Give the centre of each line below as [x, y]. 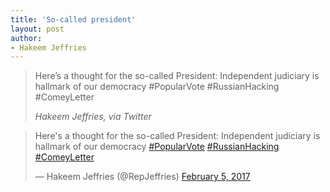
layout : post [37, 29]
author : [26, 38]
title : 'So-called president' [73, 19]
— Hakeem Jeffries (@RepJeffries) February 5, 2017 [142, 177]
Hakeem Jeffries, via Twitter [93, 117]
